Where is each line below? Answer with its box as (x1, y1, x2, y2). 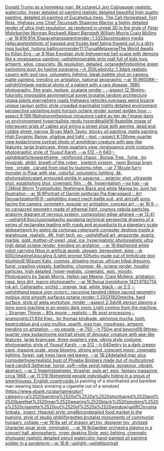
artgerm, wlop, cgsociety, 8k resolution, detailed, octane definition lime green (5, 61, 159, 67)
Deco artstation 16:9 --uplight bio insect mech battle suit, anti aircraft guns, (5, 196, 151, 201)
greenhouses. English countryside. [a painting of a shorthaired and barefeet (5, 378, 156, 384)
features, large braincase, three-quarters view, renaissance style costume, (5, 144, 155, 150)
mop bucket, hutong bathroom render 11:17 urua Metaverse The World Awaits (5, 46, 154, 51)
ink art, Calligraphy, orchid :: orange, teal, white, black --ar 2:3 (5, 284, 130, 290)
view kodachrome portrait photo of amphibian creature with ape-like (5, 139, 143, 144)
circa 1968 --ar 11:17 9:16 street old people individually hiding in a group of (5, 373, 150, 378)
